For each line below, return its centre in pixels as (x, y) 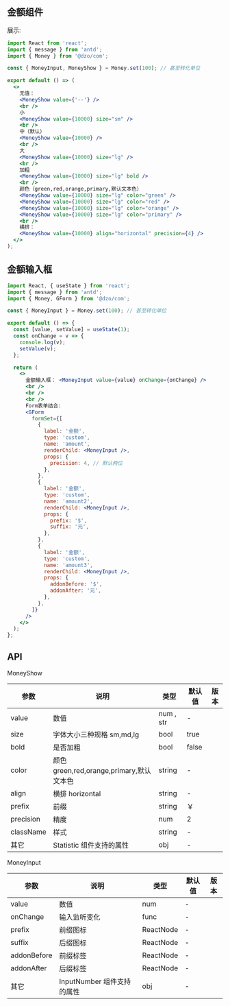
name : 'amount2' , (68, 501)
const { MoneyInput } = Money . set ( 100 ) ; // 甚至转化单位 (87, 311)
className (28, 832)
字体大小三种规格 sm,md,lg (96, 734)
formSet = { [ (47, 418)
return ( (26, 368)
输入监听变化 (80, 917)
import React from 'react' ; (47, 43)
